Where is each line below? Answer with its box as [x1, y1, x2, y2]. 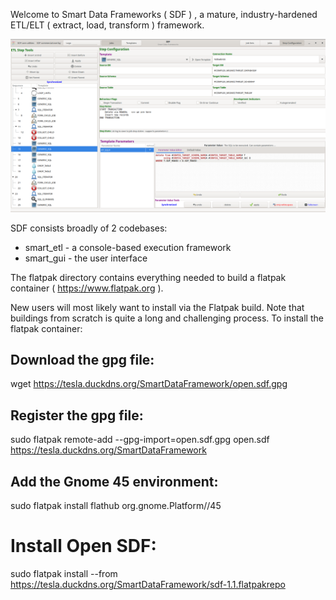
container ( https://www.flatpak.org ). [10, 282, 164, 294]
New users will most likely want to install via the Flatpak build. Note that [10, 301, 305, 313]
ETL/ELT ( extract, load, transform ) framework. [10, 19, 205, 31]
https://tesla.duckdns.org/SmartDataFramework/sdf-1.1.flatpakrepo [10, 578, 286, 590]
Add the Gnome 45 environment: [10, 473, 219, 490]
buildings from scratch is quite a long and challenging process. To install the [10, 312, 324, 324]
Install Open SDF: [10, 535, 157, 558]
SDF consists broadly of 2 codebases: [10, 222, 168, 234]
